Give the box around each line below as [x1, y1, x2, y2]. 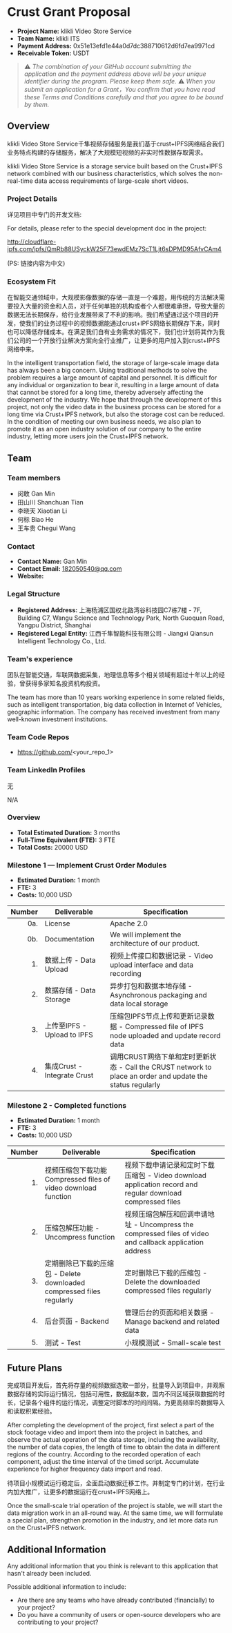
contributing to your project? [17, 1618, 99, 1626]
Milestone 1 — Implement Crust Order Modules [7, 860, 167, 870]
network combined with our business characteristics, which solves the [7, 169, 208, 177]
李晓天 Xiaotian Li [17, 507, 68, 515]
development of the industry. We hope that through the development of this [7, 395, 222, 404]
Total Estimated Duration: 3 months [17, 828, 121, 837]
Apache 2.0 [110, 919, 148, 928]
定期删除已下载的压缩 [44, 1259, 114, 1269]
